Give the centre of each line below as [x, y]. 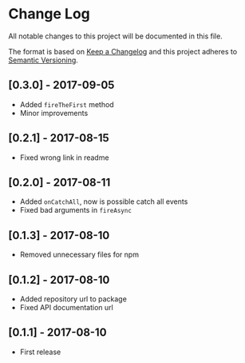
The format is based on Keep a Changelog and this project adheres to [123, 51]
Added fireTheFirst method [67, 104]
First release [40, 352]
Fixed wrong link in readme [64, 158]
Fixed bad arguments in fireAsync [75, 210]
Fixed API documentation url [66, 307]
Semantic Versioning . [43, 60]
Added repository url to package [73, 299]
